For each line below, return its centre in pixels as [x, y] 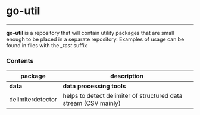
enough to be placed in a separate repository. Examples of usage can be [95, 39]
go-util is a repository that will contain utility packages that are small [90, 33]
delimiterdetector [33, 100]
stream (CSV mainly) [92, 103]
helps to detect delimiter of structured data [123, 96]
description [127, 76]
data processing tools [94, 86]
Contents [20, 60]
